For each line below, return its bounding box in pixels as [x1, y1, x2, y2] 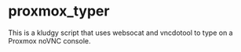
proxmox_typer [8, 2, 110, 20]
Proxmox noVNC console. [8, 36, 91, 45]
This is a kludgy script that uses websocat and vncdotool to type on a [8, 28, 233, 37]
